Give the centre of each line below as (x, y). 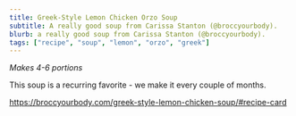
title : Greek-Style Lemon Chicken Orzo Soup (93, 17)
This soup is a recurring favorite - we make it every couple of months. (138, 85)
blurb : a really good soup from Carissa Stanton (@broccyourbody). (138, 34)
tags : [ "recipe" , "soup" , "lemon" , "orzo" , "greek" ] (110, 42)
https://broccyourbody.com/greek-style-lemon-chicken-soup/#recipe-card (148, 103)
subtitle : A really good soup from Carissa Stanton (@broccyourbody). (144, 26)
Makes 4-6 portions (46, 68)
